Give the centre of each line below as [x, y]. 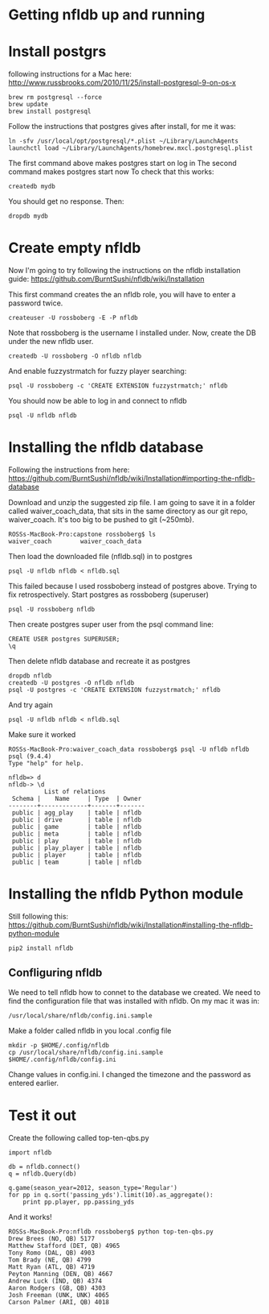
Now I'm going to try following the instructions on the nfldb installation [124, 271]
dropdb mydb [28, 216]
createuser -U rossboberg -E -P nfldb [73, 318]
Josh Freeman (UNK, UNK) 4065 [59, 1295]
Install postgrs [57, 52]
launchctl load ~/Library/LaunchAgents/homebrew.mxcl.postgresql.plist [130, 148]
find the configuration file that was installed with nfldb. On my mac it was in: [134, 1001]
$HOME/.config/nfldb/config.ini [62, 1059]
